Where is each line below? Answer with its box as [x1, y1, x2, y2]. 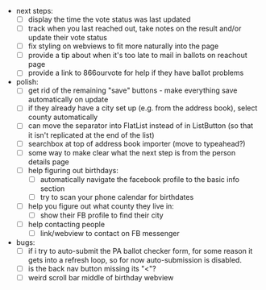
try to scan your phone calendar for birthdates [39, 192, 194, 201]
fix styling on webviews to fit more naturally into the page [27, 41, 219, 51]
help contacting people [27, 219, 106, 229]
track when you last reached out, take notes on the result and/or [27, 23, 242, 34]
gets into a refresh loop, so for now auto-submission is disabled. [27, 255, 242, 265]
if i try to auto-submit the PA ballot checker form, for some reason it [27, 246, 253, 256]
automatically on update [27, 95, 109, 105]
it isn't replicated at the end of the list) [27, 130, 155, 139]
